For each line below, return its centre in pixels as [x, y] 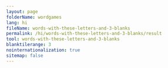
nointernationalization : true [43, 50]
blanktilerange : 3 [29, 45]
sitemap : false [25, 56]
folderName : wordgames [34, 17]
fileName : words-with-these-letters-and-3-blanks [68, 28]
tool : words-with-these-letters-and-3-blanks [63, 39]
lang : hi [17, 22]
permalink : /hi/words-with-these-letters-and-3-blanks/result [84, 34]
